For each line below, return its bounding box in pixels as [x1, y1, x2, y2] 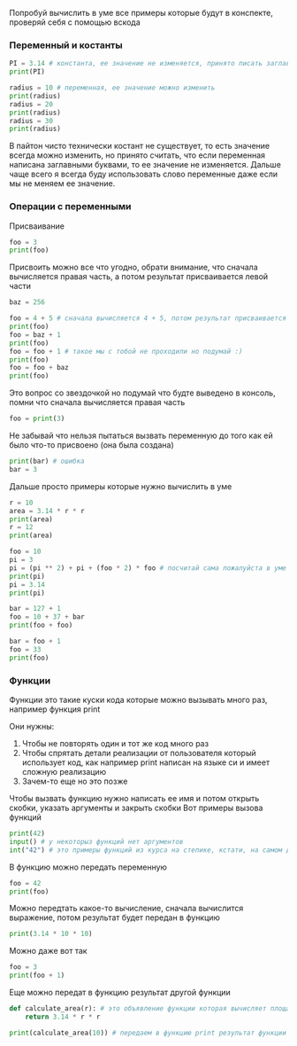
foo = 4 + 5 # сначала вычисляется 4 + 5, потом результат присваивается [9, 314, 287, 323]
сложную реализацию [21, 767, 107, 777]
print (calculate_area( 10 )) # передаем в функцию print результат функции [9, 1028, 287, 1037]
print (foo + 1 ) [9, 971, 65, 980]
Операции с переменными [9, 200, 132, 213]
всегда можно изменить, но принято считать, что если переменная [9, 150, 266, 160]
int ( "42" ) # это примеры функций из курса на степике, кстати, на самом [9, 846, 283, 855]
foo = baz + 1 [9, 330, 62, 340]
